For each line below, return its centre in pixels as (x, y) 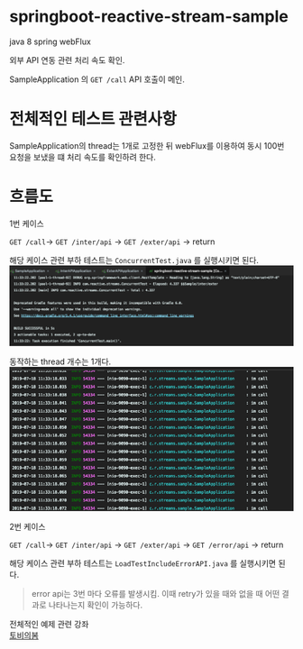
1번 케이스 (27, 224)
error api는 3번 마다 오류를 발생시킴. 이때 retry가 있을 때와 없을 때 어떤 (156, 593)
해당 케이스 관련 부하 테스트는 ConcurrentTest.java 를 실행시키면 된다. (134, 260)
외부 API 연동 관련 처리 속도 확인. (67, 59)
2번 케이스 (28, 526)
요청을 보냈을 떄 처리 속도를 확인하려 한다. (83, 157)
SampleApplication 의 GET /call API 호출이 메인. (97, 79)
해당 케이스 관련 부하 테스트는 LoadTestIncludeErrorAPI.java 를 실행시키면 (143, 563)
